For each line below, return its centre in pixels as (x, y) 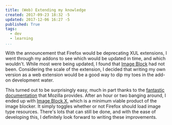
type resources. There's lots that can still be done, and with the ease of (81, 111)
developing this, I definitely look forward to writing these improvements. (81, 117)
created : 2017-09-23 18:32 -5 (38, 15)
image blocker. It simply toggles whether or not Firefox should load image (83, 106)
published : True (23, 24)
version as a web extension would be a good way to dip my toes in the (80, 74)
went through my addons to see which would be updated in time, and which (85, 58)
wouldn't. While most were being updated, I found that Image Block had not (85, 64)
